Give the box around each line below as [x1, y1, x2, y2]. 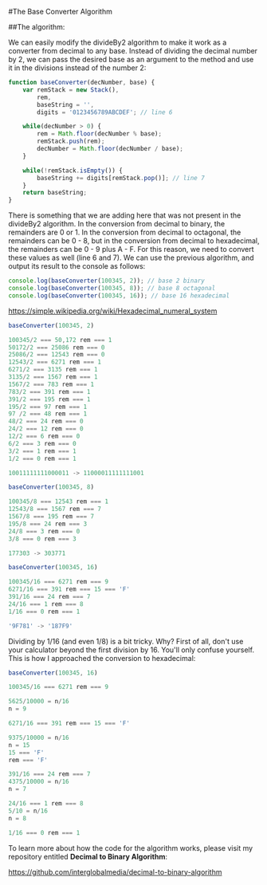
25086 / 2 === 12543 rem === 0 [8, 351, 105, 359]
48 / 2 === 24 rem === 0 [8, 418, 84, 426]
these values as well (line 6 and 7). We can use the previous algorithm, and [8, 253, 254, 262]
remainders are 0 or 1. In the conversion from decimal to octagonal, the [8, 227, 241, 238]
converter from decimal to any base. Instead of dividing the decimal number [8, 46, 257, 55]
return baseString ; [22, 189, 88, 197]
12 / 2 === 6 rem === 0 [8, 432, 80, 440]
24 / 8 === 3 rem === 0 [8, 527, 80, 535]
